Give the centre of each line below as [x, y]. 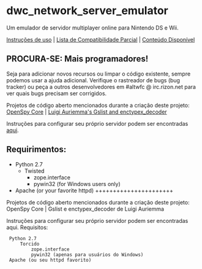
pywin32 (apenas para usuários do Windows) [87, 255]
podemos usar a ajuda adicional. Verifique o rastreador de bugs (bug [93, 80]
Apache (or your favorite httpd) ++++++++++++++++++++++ [94, 190]
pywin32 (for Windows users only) [77, 184]
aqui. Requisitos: [27, 227]
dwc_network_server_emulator [87, 11]
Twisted [34, 171]
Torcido [30, 244]
